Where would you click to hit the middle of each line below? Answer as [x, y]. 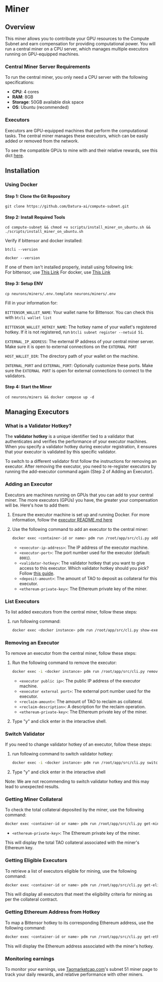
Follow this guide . [37, 573]
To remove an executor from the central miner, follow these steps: [71, 653]
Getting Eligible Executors [36, 860]
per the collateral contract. [32, 899]
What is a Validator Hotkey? [38, 426]
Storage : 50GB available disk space [48, 102]
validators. [16, 376]
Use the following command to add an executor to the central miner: [80, 529]
